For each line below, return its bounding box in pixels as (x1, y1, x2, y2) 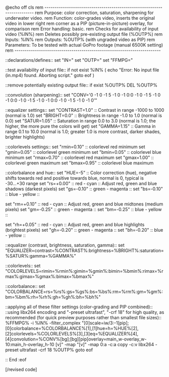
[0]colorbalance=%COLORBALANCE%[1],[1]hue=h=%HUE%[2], (5, 325, 139, 331)
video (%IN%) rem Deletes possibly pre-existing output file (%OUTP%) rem (5, 31, 163, 37)
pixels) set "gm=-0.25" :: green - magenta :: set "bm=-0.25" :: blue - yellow (5, 206, 162, 212)
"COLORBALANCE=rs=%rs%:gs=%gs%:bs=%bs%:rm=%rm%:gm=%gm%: (5, 288, 163, 295)
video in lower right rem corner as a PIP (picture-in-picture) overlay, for (5, 20, 153, 26)
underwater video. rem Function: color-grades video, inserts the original (5, 15, 155, 21)
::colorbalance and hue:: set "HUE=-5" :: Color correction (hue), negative (5, 170, 157, 176)
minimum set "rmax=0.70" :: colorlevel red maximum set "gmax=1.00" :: (5, 154, 154, 160)
